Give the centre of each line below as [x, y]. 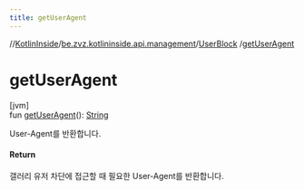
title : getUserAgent [49, 18]
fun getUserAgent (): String [59, 115]
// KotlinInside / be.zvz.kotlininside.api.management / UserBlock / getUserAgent [152, 43]
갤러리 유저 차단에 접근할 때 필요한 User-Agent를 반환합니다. [117, 176]
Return [23, 155]
